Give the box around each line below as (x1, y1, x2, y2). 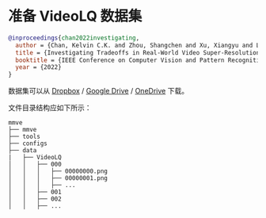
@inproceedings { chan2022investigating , (8, 33, 140, 42)
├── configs (8, 140, 47, 147)
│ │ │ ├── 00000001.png (8, 174, 108, 182)
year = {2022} (15, 63, 62, 71)
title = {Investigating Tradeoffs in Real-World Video (15, 48, 200, 56)
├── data (8, 147, 37, 155)
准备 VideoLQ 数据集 (8, 7, 142, 25)
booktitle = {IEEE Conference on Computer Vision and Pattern (15, 56, 225, 64)
